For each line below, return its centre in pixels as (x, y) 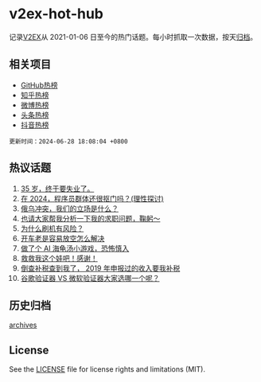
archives (23, 325)
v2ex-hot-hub (56, 14)
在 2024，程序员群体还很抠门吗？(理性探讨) (92, 198)
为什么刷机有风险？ (52, 228)
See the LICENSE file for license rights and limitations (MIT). (107, 369)
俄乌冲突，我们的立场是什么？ (69, 209)
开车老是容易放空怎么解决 (62, 238)
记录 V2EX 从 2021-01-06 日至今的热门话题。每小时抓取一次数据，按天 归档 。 (133, 37)
